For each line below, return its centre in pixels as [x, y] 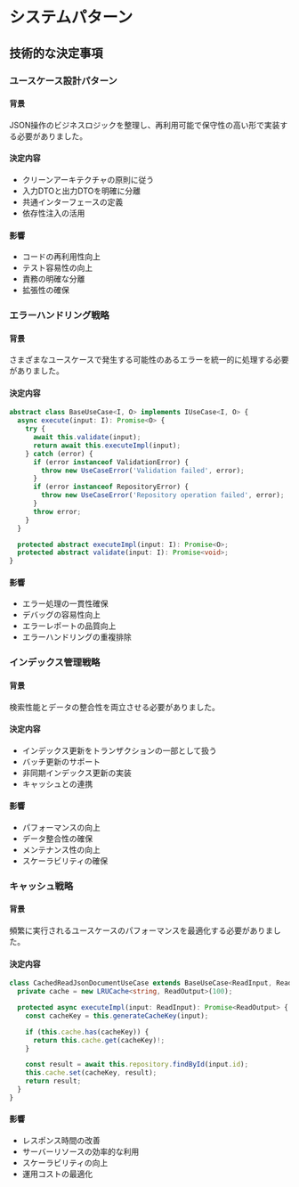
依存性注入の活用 [53, 213]
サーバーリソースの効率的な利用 [81, 1151]
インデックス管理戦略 [55, 662]
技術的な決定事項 [56, 53]
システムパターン [71, 17]
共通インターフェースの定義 [73, 201]
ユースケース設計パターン [63, 80]
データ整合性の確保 [57, 839]
